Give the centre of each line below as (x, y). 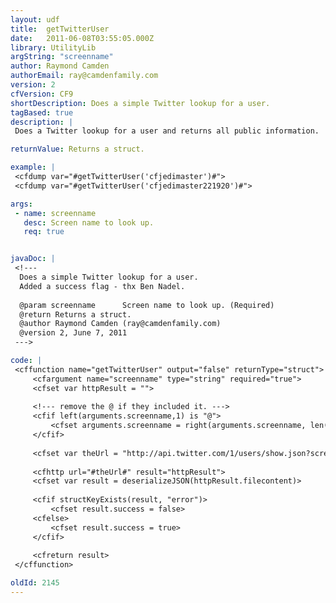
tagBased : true (42, 112)
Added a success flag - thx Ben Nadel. (102, 286)
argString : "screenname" (62, 57)
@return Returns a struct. (75, 314)
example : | (33, 167)
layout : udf (35, 19)
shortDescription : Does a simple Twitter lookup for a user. (140, 103)
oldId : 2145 (35, 583)
